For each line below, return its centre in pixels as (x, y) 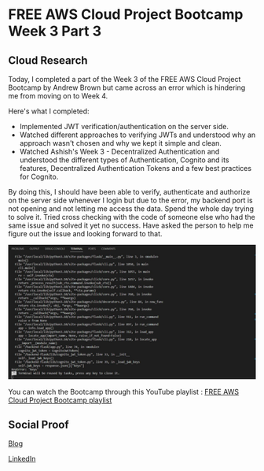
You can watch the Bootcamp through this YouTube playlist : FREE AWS (124, 391)
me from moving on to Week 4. (58, 96)
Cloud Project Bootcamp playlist (60, 400)
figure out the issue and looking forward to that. (85, 234)
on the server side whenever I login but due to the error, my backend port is (130, 200)
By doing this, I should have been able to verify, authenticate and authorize (129, 192)
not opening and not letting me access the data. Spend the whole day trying (131, 209)
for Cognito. (39, 176)
